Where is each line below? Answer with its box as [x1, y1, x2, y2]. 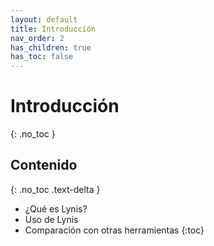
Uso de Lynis [24, 213, 79, 225]
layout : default [10, 14, 78, 25]
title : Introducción [10, 24, 97, 34]
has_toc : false [10, 52, 74, 62]
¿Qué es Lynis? [24, 202, 88, 215]
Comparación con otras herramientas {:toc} [24, 224, 205, 236]
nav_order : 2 [10, 33, 65, 43]
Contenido [10, 157, 78, 174]
